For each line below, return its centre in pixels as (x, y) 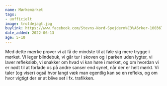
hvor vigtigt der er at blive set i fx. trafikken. (50, 78)
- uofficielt (19, 19)
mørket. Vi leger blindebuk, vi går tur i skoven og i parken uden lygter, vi (79, 57)
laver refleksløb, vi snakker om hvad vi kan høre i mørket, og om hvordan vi (82, 62)
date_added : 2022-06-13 (30, 33)
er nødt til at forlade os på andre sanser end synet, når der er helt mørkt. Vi (82, 67)
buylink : (14, 28)
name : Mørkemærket (24, 10)
